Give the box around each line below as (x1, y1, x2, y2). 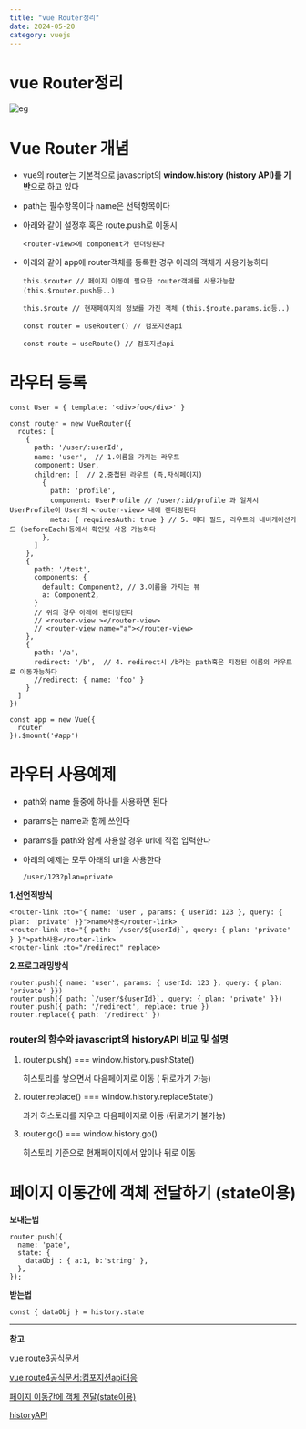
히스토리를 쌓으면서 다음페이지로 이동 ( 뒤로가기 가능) (22, 1073, 211, 1085)
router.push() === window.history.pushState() (22, 1054, 195, 1065)
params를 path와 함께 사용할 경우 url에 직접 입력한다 (22, 835, 211, 846)
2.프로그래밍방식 (9, 961, 69, 972)
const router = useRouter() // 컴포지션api (22, 322, 183, 331)
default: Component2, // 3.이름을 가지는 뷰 (42, 582, 200, 592)
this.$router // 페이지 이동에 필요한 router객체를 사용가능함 (22, 277, 235, 286)
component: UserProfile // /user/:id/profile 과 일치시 (49, 496, 260, 506)
